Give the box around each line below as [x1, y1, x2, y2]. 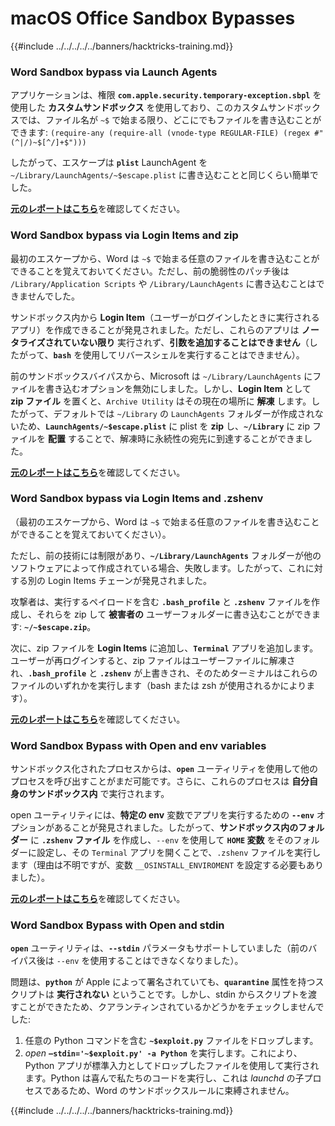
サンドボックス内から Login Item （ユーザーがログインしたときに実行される [10, 311, 320, 323]
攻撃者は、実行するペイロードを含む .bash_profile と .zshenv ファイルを [10, 595, 312, 607]
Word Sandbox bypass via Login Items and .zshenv [10, 492, 264, 506]
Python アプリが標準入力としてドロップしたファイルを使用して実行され [24, 1060, 320, 1072]
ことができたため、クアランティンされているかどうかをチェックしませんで [18, 1001, 325, 1013]
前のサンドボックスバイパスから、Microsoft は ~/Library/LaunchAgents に [10, 370, 313, 382]
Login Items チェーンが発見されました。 [47, 574, 212, 586]
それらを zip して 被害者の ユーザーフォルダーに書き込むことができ [36, 608, 312, 620]
